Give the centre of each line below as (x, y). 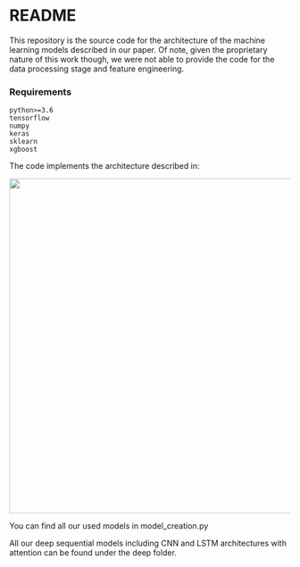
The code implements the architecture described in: (104, 166)
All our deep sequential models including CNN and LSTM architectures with (148, 543)
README (43, 16)
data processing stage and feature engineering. (97, 69)
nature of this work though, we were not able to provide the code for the (142, 59)
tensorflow (29, 118)
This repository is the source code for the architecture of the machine (137, 40)
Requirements (41, 92)
